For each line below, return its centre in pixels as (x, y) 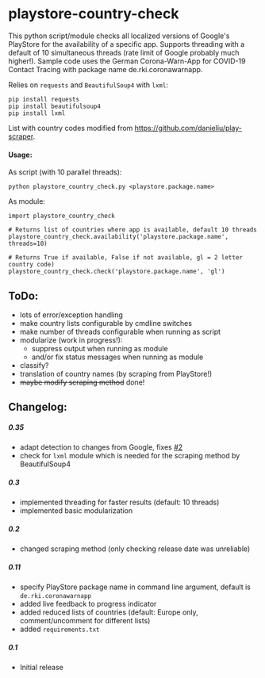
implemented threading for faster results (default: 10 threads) (119, 502)
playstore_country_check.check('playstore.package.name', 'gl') (117, 272)
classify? (34, 365)
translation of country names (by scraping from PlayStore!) (116, 373)
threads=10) (28, 244)
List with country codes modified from (71, 128)
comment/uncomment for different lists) (85, 621)
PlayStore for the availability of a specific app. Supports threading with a (127, 44)
